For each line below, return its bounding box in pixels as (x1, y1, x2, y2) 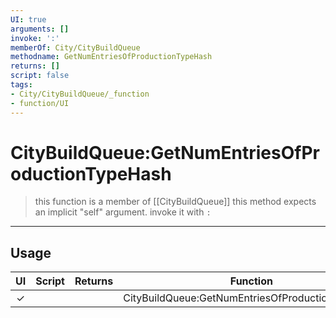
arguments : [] (10, 24, 70, 34)
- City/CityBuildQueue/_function (10, 89, 150, 99)
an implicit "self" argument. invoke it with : (34, 206, 212, 218)
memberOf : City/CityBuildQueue (10, 42, 141, 53)
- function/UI (10, 98, 70, 108)
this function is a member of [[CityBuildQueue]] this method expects (34, 196, 317, 208)
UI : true (10, 14, 47, 25)
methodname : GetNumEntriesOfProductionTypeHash (10, 52, 213, 62)
